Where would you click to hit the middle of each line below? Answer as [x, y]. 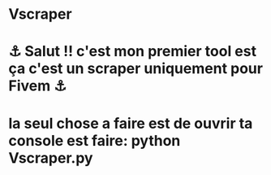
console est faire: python [95, 140]
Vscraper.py [51, 157]
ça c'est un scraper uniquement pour [136, 69]
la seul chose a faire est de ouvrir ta [131, 123]
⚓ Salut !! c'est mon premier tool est [133, 52]
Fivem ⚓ [38, 86]
